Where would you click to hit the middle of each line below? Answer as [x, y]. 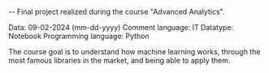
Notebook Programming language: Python [79, 36]
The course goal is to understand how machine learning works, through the [134, 52]
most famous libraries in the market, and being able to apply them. [119, 60]
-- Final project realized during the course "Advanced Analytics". [117, 12]
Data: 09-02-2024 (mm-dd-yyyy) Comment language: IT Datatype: [121, 27]
